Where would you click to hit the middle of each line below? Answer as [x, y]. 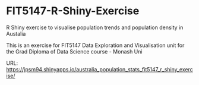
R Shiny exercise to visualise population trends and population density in [95, 27]
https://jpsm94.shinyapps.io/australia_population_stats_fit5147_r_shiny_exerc [99, 69]
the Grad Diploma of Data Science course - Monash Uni [74, 51]
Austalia [16, 33]
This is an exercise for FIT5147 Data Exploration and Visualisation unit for [95, 45]
